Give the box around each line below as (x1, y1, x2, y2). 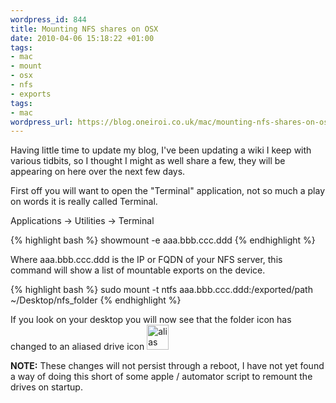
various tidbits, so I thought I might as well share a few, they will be (10, 155, 286, 167)
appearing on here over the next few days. (10, 166, 186, 178)
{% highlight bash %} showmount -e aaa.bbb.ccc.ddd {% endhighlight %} (10, 234, 316, 246)
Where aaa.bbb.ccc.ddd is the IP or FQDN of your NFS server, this (10, 254, 283, 266)
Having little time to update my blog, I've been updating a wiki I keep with (10, 144, 312, 156)
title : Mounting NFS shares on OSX (10, 24, 159, 34)
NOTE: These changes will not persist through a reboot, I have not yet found (10, 360, 325, 372)
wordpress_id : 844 (10, 14, 87, 25)
